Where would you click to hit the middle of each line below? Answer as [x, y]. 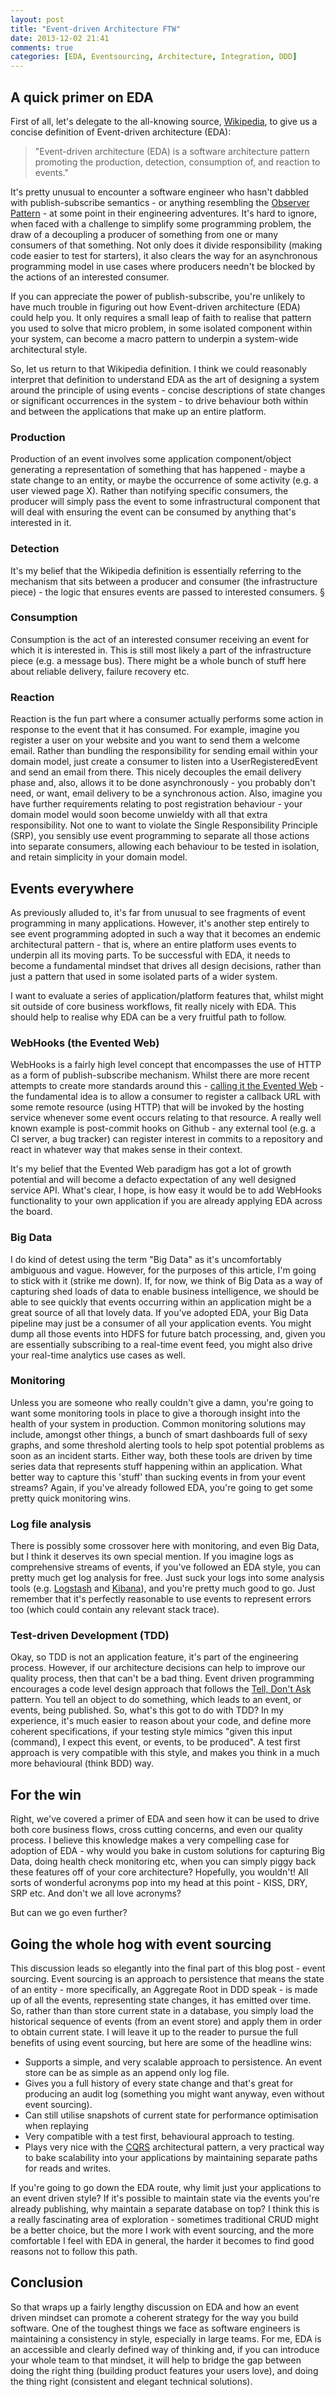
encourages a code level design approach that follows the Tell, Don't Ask [161, 1689]
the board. [31, 1212]
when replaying [56, 2126]
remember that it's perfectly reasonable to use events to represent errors [161, 1599]
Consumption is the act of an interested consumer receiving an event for [160, 639]
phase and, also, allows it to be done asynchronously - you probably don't [163, 783]
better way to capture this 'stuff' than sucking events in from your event [158, 1477]
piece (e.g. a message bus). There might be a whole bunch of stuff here [158, 660]
